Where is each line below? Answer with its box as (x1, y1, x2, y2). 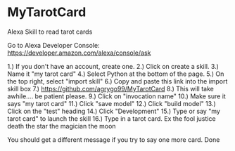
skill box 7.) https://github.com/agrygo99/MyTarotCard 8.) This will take (7, 84, 215, 93)
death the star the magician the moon (7, 122, 116, 130)
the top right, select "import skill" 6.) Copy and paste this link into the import (7, 77, 228, 85)
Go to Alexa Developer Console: (7, 41, 100, 49)
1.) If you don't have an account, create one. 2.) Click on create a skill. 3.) (7, 62, 220, 70)
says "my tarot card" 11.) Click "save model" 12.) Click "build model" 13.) (7, 99, 216, 107)
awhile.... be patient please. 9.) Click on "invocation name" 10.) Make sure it (7, 92, 227, 100)
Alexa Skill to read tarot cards (7, 27, 93, 36)
